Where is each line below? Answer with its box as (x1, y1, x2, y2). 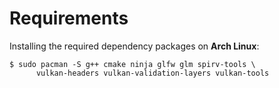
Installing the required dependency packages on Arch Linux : (9, 40, 260, 52)
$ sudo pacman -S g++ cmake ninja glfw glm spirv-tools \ (9, 59, 256, 69)
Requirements (9, 7, 129, 30)
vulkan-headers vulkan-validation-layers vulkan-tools (35, 68, 270, 78)
